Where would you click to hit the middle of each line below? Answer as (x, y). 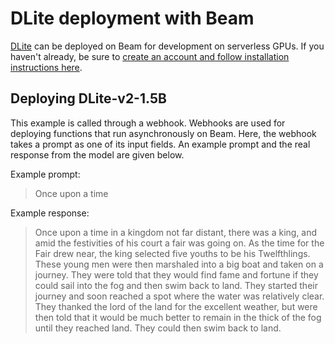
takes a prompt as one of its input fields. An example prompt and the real (160, 144)
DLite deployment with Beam (132, 18)
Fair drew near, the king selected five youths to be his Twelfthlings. (172, 253)
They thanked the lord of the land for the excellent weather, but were (176, 306)
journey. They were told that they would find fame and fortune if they (176, 274)
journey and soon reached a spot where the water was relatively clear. (179, 296)
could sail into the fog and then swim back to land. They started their (176, 285)
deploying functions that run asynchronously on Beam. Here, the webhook (163, 133)
